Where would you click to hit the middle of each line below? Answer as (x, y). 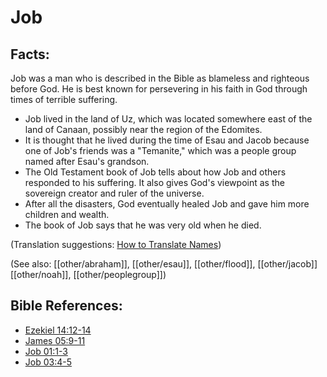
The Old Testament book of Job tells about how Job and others (155, 172)
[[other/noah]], (41, 274)
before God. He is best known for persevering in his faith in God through (159, 89)
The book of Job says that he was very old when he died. (143, 225)
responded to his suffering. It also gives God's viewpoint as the (154, 182)
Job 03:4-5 (48, 362)
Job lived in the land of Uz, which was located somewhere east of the (168, 119)
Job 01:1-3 (46, 351)
